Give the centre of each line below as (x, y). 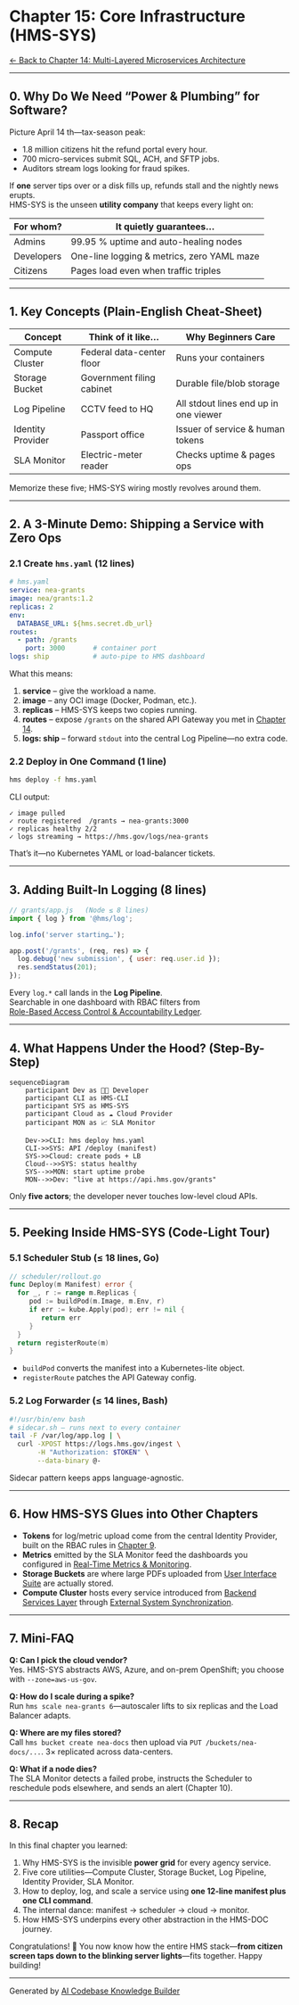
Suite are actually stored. (68, 1583)
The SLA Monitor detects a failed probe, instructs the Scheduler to (131, 1778)
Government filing (118, 377)
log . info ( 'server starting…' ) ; (67, 934)
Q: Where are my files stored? (65, 1732)
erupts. (22, 195)
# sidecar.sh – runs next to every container (95, 1428)
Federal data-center (123, 352)
